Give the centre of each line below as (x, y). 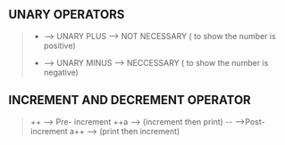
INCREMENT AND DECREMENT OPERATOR (130, 100)
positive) (60, 45)
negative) (61, 72)
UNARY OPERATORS (67, 15)
